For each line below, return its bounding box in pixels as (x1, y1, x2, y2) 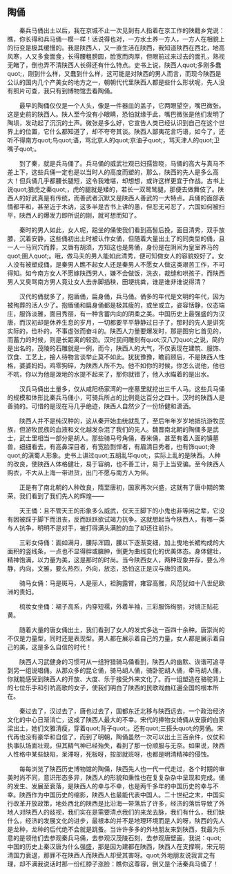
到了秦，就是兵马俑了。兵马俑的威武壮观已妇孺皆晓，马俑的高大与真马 (19, 159, 219, 167)
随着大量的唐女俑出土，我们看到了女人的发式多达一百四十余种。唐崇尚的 (19, 625, 225, 634)
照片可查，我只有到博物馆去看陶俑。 (12, 86, 116, 95)
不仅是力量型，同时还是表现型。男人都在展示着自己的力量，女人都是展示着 (7, 634, 219, 643)
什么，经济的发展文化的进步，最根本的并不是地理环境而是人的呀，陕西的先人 (7, 816, 225, 824)
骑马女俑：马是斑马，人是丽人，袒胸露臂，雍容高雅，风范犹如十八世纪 (19, 579, 219, 587)
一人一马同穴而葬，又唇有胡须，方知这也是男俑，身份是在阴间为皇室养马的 (7, 243, 219, 251)
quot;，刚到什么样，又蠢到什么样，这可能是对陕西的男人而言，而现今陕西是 (7, 69, 222, 77)
